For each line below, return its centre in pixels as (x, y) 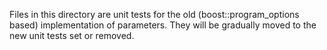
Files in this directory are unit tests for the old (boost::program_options (154, 14)
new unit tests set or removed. (72, 35)
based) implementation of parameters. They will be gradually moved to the (163, 25)
